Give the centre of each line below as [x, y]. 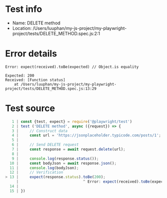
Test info [24, 9]
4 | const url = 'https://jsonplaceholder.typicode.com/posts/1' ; [86, 135]
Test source [30, 108]
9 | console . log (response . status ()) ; [55, 158]
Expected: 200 [20, 76]
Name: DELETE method [36, 23]
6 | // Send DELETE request [45, 145]
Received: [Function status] [35, 80]
